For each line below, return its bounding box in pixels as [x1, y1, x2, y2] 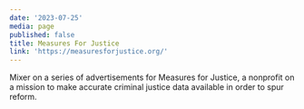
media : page [9, 22, 54, 31]
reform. [9, 92, 38, 103]
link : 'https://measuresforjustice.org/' [9, 47, 169, 56]
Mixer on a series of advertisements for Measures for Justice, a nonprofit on [9, 72, 295, 83]
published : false [9, 30, 75, 39]
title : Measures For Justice [9, 38, 120, 48]
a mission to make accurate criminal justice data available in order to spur [9, 82, 284, 93]
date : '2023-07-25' [9, 13, 83, 23]
